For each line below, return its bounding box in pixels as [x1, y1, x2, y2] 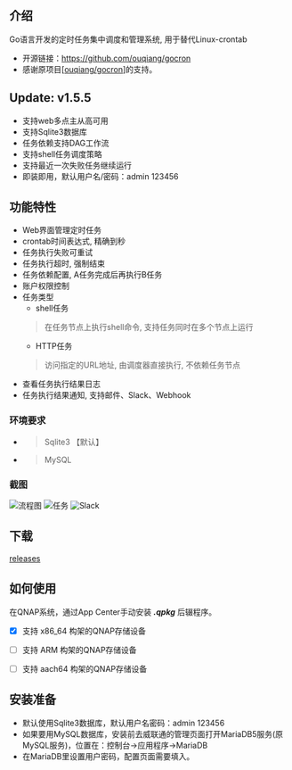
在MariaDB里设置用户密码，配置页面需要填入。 [21, 750, 195, 761]
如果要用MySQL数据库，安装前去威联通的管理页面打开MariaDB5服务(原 [21, 728, 283, 739]
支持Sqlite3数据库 [21, 126, 87, 137]
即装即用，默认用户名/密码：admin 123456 [21, 170, 180, 181]
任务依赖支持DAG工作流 [21, 137, 109, 148]
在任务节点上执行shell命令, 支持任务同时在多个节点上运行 [44, 322, 254, 333]
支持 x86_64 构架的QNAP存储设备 [21, 625, 147, 636]
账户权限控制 [21, 280, 69, 292]
